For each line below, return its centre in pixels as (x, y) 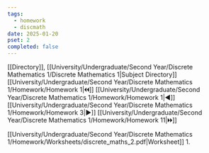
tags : (15, 14)
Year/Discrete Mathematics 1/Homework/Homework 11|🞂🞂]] (92, 120)
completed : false (33, 47)
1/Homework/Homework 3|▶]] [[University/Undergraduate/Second (105, 113)
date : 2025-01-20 (33, 34)
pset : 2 (19, 40)
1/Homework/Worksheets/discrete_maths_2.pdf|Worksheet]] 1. (99, 142)
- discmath (30, 27)
